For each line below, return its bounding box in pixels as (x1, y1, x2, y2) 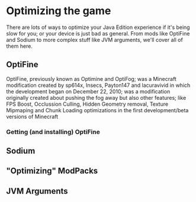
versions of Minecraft (6, 113, 59, 120)
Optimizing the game (6, 4, 111, 18)
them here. (6, 43, 33, 50)
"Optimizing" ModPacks (6, 166, 98, 176)
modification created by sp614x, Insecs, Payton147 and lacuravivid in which (6, 82, 191, 89)
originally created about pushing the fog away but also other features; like (6, 94, 187, 101)
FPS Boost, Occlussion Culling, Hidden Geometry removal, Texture (6, 100, 169, 107)
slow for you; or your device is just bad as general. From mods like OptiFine (6, 30, 190, 37)
